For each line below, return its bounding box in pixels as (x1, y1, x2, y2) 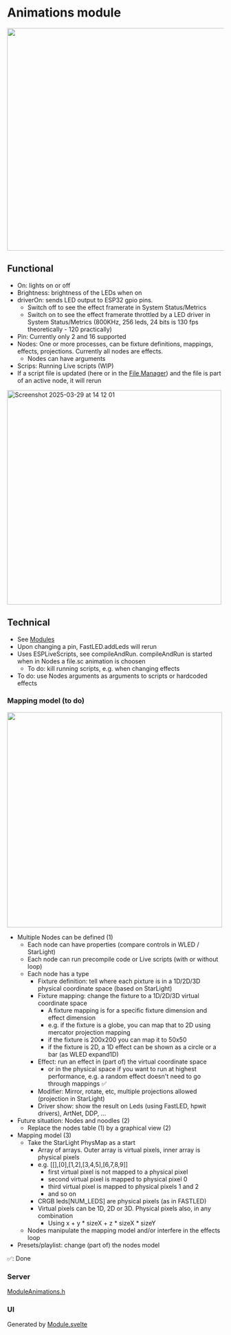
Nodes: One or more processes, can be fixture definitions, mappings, (16, 340, 214, 348)
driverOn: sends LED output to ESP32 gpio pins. (16, 296, 153, 304)
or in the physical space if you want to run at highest (47, 1064, 197, 1073)
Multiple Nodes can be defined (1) (16, 933, 113, 941)
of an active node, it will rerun (16, 376, 102, 384)
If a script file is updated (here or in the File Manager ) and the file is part (16, 369, 221, 377)
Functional (7, 263, 54, 275)
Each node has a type (27, 969, 89, 977)
